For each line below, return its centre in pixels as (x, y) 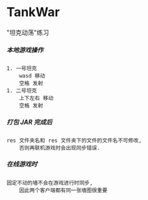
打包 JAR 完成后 (30, 122)
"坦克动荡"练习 (28, 32)
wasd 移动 (32, 76)
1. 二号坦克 (22, 91)
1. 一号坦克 (22, 68)
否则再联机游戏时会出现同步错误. (60, 148)
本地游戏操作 (25, 50)
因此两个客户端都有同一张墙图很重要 (63, 190)
